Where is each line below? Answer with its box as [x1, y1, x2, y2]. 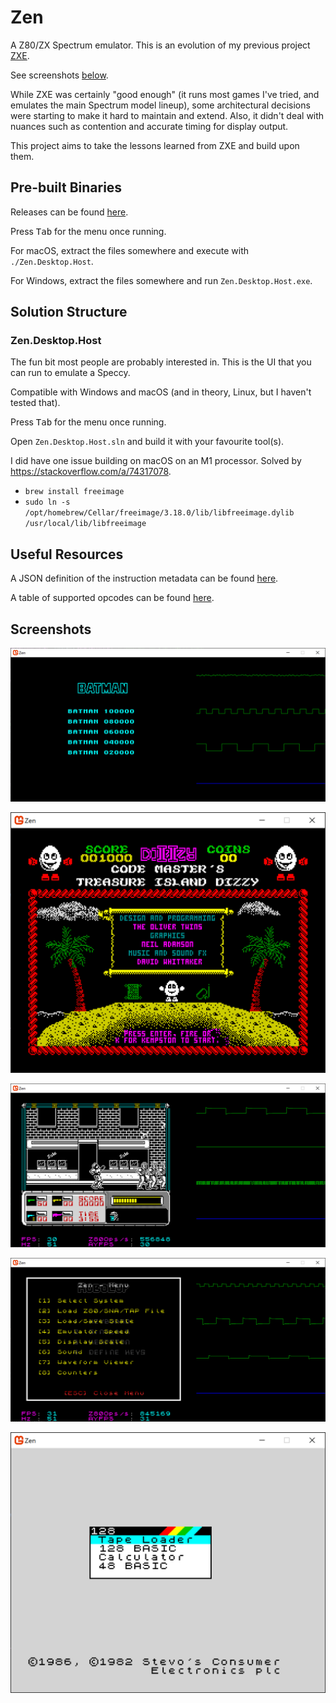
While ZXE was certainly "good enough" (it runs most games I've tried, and [10, 88, 320, 100]
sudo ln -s [24, 497, 71, 508]
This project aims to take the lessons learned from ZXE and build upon [10, 139, 300, 151]
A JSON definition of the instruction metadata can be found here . [10, 572, 279, 585]
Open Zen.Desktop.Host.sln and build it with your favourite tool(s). [10, 436, 285, 448]
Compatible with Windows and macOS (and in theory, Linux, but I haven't [10, 386, 312, 398]
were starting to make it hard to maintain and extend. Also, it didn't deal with [10, 109, 325, 121]
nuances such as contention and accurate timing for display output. [10, 120, 289, 132]
